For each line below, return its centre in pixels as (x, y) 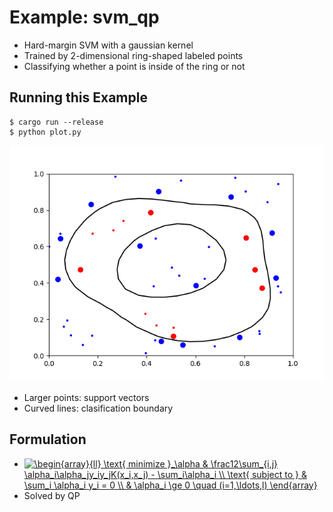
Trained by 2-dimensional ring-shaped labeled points (133, 55)
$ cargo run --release (56, 122)
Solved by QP (52, 495)
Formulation (48, 439)
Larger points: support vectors (86, 397)
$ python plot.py (45, 132)
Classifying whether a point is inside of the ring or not (134, 66)
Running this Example (78, 97)
